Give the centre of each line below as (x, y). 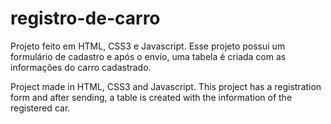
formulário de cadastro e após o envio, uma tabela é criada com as (148, 56)
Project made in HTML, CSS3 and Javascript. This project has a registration (166, 86)
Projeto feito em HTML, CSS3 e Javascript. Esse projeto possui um (148, 46)
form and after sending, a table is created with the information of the (151, 97)
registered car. (40, 108)
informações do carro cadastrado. (81, 67)
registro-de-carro (85, 18)
